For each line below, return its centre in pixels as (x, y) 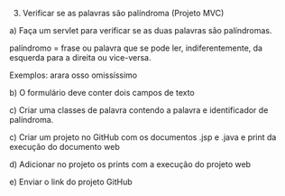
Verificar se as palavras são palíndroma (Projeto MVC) (123, 13)
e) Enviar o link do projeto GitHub (71, 182)
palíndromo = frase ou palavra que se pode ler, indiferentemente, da (136, 48)
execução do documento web (64, 147)
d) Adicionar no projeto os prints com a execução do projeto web (130, 164)
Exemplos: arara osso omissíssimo (74, 75)
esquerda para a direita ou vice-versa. (80, 57)
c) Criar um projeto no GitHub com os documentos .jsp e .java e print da (143, 137)
